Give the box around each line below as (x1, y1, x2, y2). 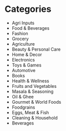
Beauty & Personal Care (11, 46, 61, 52)
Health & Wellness (11, 78, 49, 84)
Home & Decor (11, 51, 42, 58)
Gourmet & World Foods (11, 99, 62, 105)
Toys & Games (11, 62, 42, 68)
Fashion (11, 30, 28, 36)
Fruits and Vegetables (11, 83, 57, 89)
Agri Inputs (11, 20, 35, 26)
